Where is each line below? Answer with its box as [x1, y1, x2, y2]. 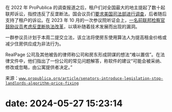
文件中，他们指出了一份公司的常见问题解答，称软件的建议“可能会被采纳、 [9, 58, 165, 64]
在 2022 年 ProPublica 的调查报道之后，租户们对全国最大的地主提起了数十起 [5, 5, 165, 10]
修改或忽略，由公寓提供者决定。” [5, 64, 73, 70]
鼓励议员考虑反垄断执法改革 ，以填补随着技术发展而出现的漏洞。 [5, 23, 140, 30]
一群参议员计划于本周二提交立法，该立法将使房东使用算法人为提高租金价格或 [5, 35, 167, 40]
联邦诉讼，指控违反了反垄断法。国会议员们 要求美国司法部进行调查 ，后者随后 [5, 11, 167, 17]
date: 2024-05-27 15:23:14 [5, 98, 123, 109]
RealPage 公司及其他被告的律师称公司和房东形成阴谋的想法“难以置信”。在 [5, 51, 161, 58]
